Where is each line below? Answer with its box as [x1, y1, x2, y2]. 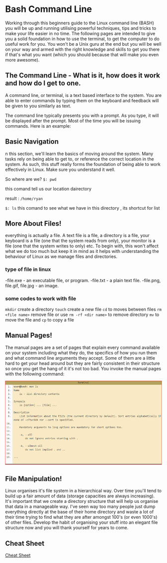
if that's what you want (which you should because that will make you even [5, 51, 159, 58]
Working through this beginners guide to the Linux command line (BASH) [5, 20, 155, 26]
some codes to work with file [5, 295, 76, 302]
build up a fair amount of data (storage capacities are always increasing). [5, 493, 155, 499]
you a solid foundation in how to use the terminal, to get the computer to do [5, 36, 160, 42]
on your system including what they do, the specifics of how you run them [5, 349, 158, 356]
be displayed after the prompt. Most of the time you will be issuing [5, 118, 141, 124]
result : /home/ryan [5, 195, 43, 201]
